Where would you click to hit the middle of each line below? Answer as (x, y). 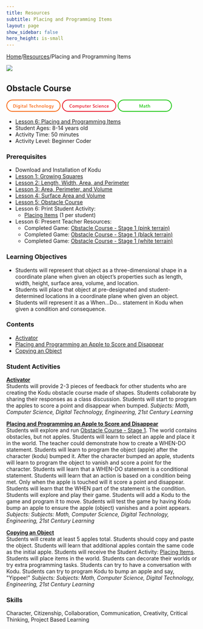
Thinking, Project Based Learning (48, 620)
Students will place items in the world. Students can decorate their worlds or (101, 558)
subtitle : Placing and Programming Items (59, 19)
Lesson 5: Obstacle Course (49, 202)
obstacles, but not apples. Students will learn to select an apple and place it (101, 437)
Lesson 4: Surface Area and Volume (60, 196)
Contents (20, 324)
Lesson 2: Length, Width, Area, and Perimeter (72, 183)
